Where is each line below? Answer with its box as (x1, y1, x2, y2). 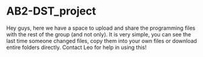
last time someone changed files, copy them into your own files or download (6, 37, 197, 44)
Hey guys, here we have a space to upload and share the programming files (6, 24, 196, 32)
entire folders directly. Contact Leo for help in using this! (6, 44, 147, 51)
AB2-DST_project (6, 4, 96, 18)
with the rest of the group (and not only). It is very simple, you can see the (6, 30, 191, 38)
